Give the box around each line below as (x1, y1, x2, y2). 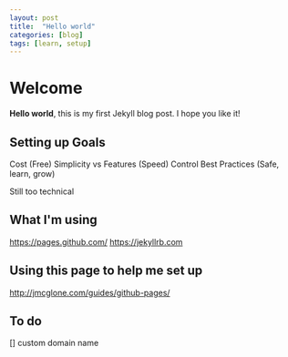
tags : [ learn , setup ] (9, 38, 92, 48)
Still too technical (9, 186, 75, 197)
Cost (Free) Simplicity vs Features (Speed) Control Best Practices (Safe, (9, 158, 280, 169)
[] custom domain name (9, 338, 99, 349)
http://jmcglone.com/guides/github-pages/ (9, 287, 170, 298)
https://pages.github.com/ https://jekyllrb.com (9, 236, 183, 247)
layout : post (9, 13, 59, 23)
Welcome (9, 78, 83, 98)
